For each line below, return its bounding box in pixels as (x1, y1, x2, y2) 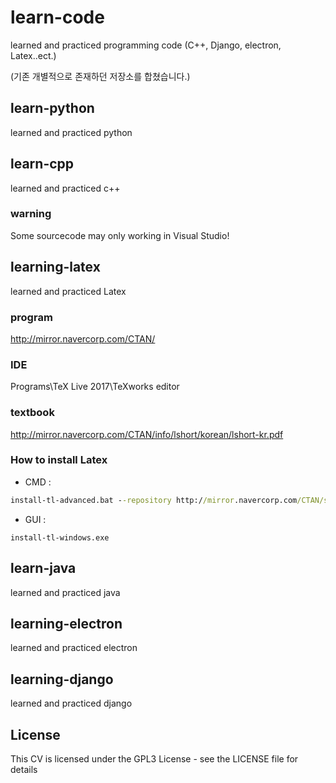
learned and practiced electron (10, 642, 138, 654)
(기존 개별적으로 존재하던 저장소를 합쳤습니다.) (10, 70, 191, 82)
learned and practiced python (10, 126, 133, 138)
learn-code (10, 6, 105, 29)
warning (10, 207, 52, 221)
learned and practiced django (10, 697, 133, 710)
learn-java (10, 560, 77, 577)
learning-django (10, 671, 114, 688)
